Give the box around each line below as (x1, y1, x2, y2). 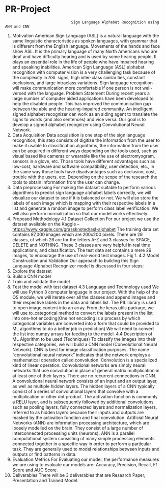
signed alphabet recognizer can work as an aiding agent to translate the (12, 111, 158, 117)
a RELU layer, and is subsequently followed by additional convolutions (12, 399, 154, 405)
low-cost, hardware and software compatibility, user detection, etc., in (12, 163, 155, 169)
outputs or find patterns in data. (12, 451, 77, 457)
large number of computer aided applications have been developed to (12, 95, 154, 101)
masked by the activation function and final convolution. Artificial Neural (12, 415, 158, 421)
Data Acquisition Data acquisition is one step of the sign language (12, 132, 146, 138)
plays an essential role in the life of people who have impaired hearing (12, 59, 154, 65)
